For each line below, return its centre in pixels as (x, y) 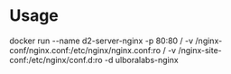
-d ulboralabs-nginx (141, 60)
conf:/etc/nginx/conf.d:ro (56, 60)
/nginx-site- (200, 50)
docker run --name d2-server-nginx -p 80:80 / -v (102, 41)
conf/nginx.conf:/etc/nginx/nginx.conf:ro (85, 50)
